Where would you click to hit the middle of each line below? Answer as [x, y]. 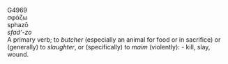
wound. [18, 54]
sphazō [18, 25]
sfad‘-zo [20, 32]
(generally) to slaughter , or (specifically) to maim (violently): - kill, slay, [109, 47]
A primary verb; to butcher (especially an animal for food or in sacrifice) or [114, 40]
